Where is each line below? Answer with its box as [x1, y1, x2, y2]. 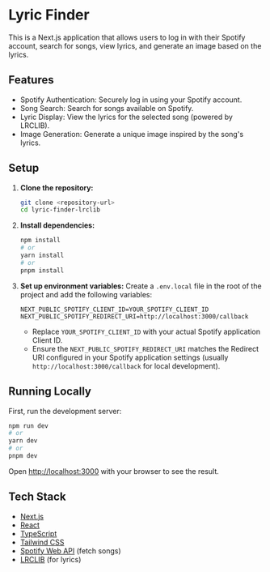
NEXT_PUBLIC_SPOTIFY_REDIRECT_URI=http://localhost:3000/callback [19, 312, 249, 321]
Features [8, 73, 54, 87]
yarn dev [8, 437, 38, 445]
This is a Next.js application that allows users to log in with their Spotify [8, 32, 246, 42]
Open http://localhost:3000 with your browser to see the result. [8, 466, 220, 476]
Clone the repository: [19, 182, 94, 192]
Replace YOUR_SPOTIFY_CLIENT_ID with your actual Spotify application [32, 327, 261, 336]
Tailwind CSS [19, 537, 65, 547]
